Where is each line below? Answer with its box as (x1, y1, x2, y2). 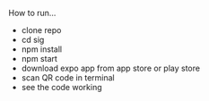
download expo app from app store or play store (21, 63, 201, 73)
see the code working (21, 82, 102, 92)
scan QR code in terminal (21, 72, 115, 83)
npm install (21, 44, 63, 55)
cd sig (21, 35, 45, 45)
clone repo (21, 25, 62, 35)
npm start (21, 54, 57, 63)
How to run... (8, 8, 57, 18)
